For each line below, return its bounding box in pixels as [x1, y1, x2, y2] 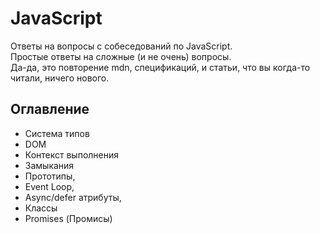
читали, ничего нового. [10, 72, 110, 84]
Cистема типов [24, 127, 90, 139]
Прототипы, [24, 170, 76, 182]
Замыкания [24, 159, 75, 171]
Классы [24, 202, 58, 214]
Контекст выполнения [24, 148, 120, 161]
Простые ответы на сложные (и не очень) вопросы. [10, 50, 232, 62]
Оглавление [10, 101, 90, 118]
